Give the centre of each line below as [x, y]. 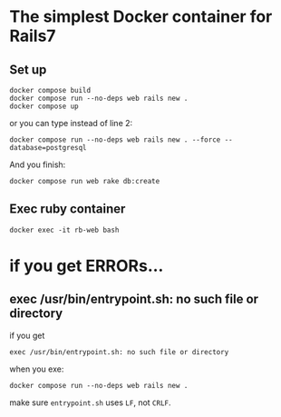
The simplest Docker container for [141, 17]
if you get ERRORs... [87, 266]
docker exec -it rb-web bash [64, 230]
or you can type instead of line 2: [71, 123]
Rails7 [33, 36]
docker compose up [44, 106]
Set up [28, 69]
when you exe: [37, 369]
